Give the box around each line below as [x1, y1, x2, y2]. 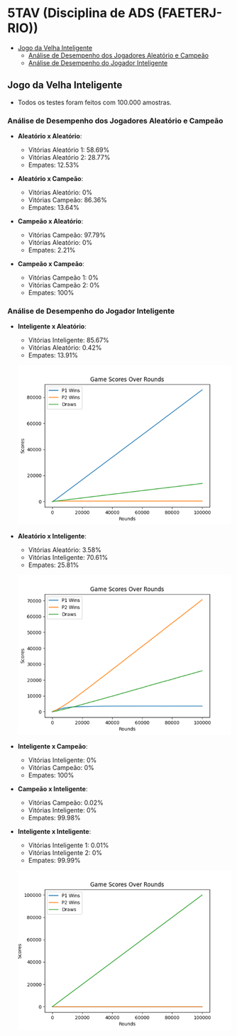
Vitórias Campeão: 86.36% [28, 196, 108, 204]
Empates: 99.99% [28, 856, 81, 864]
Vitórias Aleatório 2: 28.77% [28, 153, 111, 162]
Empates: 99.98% [28, 813, 81, 822]
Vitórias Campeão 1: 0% [28, 273, 99, 282]
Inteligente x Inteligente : [17, 827, 92, 835]
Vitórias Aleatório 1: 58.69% [28, 145, 110, 154]
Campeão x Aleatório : [17, 217, 84, 226]
